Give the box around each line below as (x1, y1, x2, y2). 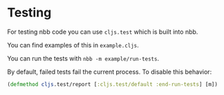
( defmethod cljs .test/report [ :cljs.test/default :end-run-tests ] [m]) (7, 81, 218, 87)
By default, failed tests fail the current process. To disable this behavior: (7, 67, 212, 76)
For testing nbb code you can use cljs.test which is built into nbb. (7, 28, 198, 36)
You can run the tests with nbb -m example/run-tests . (7, 54, 160, 63)
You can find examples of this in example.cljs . (7, 41, 140, 49)
